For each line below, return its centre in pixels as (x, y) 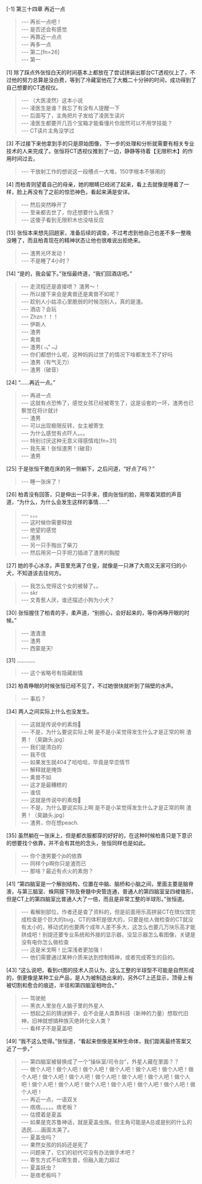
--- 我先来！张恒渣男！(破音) (56, 448)
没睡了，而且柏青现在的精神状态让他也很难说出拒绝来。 (75, 240)
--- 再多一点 (36, 44)
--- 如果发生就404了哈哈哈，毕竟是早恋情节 (75, 762)
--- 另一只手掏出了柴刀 (49, 545)
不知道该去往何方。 (40, 573)
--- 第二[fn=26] (40, 52)
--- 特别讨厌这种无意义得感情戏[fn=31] (69, 441)
